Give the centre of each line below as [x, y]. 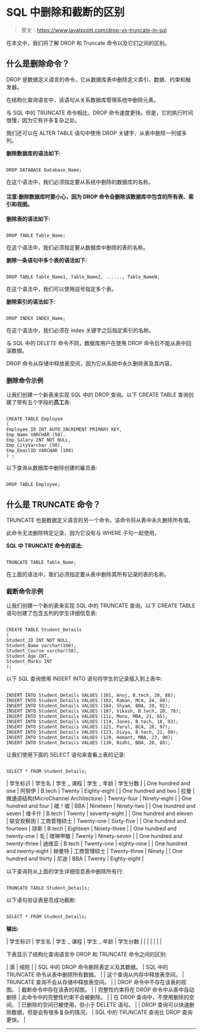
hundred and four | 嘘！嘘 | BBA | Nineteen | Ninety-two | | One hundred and [101, 806]
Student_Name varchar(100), [41, 646]
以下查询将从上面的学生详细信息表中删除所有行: [65, 872]
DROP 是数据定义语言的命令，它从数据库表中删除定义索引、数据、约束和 [96, 80]
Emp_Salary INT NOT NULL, [38, 440]
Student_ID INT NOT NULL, [38, 640]
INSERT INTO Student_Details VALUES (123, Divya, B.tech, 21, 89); [93, 733]
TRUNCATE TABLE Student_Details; [48, 888]
